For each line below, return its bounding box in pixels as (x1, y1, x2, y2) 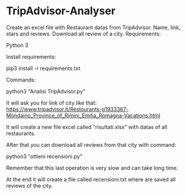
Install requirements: (6, 53, 56, 60)
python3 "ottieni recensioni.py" (6, 153, 83, 160)
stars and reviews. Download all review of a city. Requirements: (6, 30, 162, 37)
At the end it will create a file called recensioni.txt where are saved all (6, 175, 176, 183)
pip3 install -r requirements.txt (6, 64, 81, 72)
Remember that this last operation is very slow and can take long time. (6, 164, 178, 171)
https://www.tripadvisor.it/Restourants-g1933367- (6, 105, 129, 112)
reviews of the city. (6, 182, 53, 189)
